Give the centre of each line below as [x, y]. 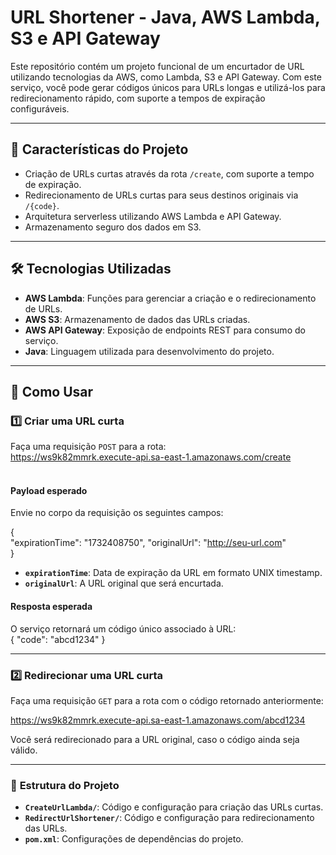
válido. [24, 750]
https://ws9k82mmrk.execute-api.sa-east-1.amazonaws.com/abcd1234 [158, 720]
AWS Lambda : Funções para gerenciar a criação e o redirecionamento [170, 298]
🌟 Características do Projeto [99, 149]
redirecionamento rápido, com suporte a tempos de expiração [138, 98]
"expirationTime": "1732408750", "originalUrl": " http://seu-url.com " [148, 543]
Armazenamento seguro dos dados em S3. [113, 227]
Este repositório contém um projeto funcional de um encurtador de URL [157, 66]
